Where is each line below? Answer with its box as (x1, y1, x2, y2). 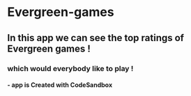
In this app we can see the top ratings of (7, 32, 185, 44)
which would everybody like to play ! (7, 63, 134, 73)
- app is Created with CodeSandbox (7, 81, 113, 89)
